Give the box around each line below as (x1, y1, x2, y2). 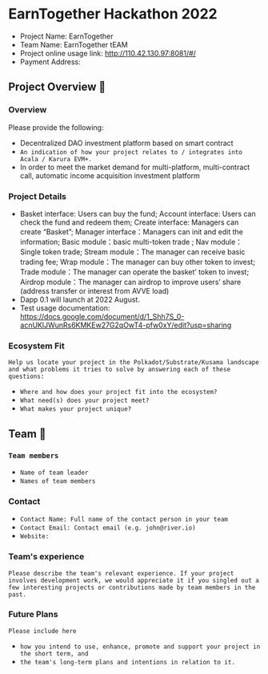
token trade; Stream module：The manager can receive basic (42, 246, 246, 257)
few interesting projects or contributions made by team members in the (8, 583, 256, 591)
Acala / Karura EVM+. (19, 155, 92, 163)
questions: (8, 372, 45, 381)
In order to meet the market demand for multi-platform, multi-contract (19, 162, 250, 172)
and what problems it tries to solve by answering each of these (8, 366, 230, 374)
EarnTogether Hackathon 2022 (8, 5, 218, 23)
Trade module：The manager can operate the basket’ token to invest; (19, 266, 250, 277)
